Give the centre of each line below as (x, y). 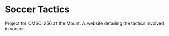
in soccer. (15, 28)
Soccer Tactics (37, 9)
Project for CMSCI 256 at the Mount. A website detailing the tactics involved (84, 23)
